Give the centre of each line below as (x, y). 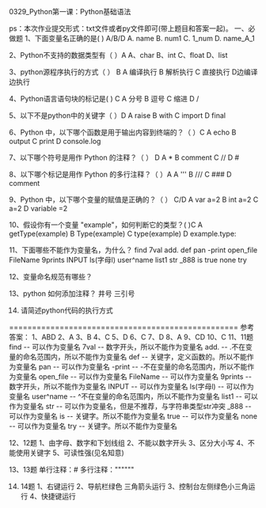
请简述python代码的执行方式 (66, 310)
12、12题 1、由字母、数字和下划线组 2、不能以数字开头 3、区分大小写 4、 (129, 443)
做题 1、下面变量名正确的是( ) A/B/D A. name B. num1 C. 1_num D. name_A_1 (132, 38)
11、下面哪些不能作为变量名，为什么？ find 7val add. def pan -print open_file (133, 250)
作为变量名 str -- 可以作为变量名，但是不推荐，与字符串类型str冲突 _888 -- (130, 406)
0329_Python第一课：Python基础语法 (70, 11)
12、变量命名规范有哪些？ (51, 277)
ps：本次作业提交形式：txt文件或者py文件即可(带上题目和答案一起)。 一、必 (132, 28)
